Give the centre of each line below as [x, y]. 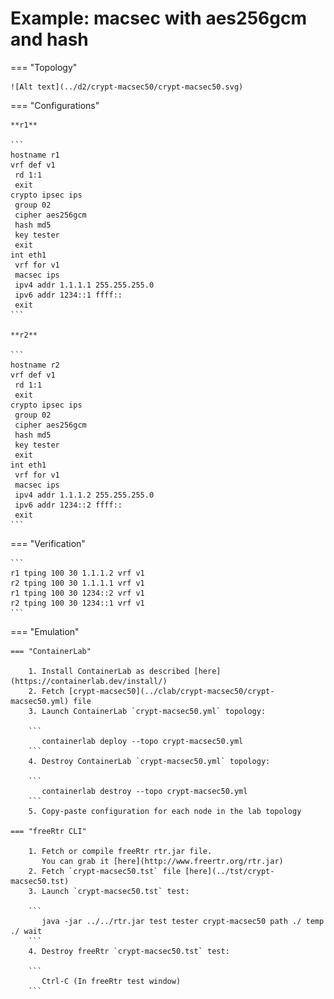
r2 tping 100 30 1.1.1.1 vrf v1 [77, 583]
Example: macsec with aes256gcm [159, 18]
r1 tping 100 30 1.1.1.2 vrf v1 [77, 573]
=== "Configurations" [55, 105]
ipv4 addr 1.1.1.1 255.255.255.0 [84, 285]
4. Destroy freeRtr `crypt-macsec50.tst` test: [129, 951]
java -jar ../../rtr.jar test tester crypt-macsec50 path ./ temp [183, 921]
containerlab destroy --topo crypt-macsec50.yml [144, 791]
